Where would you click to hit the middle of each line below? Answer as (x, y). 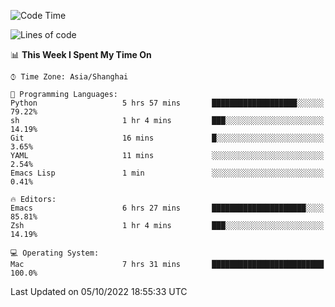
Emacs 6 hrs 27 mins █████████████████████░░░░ (167, 208)
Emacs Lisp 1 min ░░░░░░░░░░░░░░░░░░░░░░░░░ (167, 173)
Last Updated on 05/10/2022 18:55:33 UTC (99, 291)
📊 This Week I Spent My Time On (81, 54)
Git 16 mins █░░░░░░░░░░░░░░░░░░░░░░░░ (167, 138)
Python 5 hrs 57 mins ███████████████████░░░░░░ (167, 103)
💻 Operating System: (55, 253)
